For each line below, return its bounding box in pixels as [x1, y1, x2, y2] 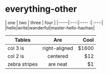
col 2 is [7, 52, 24, 59]
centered [47, 52, 68, 59]
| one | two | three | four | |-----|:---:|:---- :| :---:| [5, 20, 104, 25]
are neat [48, 60, 67, 67]
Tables [14, 36, 31, 43]
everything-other [5, 3, 77, 15]
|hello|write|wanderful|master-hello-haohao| [5, 25, 95, 30]
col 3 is [7, 45, 24, 51]
